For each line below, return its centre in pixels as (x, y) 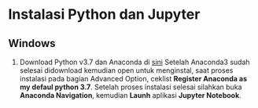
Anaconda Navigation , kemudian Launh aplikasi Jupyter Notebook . (130, 95)
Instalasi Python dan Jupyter (104, 14)
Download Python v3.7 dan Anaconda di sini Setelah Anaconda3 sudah (135, 62)
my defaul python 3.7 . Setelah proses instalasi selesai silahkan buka (131, 87)
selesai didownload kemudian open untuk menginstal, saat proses (126, 70)
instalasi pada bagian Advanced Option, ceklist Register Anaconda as (133, 79)
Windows (32, 43)
